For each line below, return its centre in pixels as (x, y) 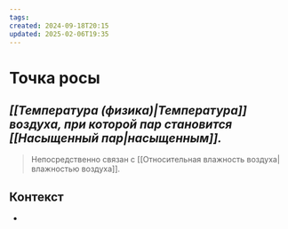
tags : (19, 17)
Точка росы (55, 78)
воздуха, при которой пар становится (121, 124)
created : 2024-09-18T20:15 (59, 26)
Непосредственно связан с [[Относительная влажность (138, 160)
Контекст (36, 197)
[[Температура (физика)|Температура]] (128, 111)
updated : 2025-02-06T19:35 (59, 34)
